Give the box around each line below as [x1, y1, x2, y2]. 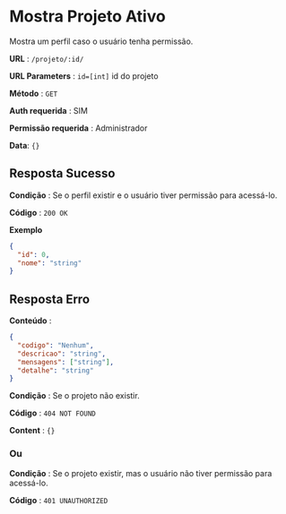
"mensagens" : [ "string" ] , [17, 357, 115, 366]
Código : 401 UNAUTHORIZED [9, 494, 108, 505]
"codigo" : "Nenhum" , [17, 340, 94, 350]
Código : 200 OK [9, 207, 68, 218]
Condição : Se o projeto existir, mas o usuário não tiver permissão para [9, 467, 273, 478]
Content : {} [9, 425, 56, 436]
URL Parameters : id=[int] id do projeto [9, 70, 159, 81]
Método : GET [9, 88, 58, 99]
